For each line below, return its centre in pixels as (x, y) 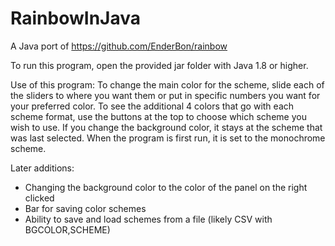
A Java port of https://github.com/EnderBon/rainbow (119, 46)
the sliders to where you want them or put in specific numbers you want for (165, 95)
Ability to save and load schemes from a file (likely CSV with (148, 219)
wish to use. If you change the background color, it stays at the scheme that (166, 127)
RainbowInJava (75, 18)
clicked (39, 198)
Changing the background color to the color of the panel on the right (166, 187)
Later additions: (42, 168)
